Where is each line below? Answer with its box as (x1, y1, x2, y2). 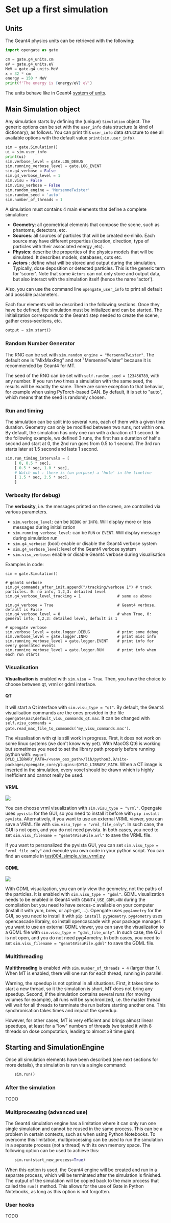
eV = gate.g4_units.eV (5, 62, 54, 67)
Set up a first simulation (5, 4, 108, 15)
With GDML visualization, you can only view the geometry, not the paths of (5, 886, 162, 892)
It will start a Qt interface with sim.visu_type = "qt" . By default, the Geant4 (5, 704, 164, 710)
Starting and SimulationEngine (5, 1043, 105, 1052)
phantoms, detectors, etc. (12, 227, 67, 233)
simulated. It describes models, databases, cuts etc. (12, 254, 123, 260)
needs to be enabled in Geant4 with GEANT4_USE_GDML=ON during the (5, 896, 145, 903)
